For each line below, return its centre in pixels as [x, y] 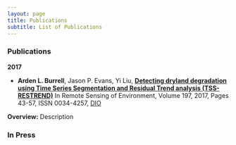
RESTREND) [35, 95]
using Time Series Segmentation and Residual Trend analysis [109, 88]
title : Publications [38, 20]
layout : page [26, 14]
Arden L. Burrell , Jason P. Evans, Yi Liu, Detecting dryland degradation [122, 80]
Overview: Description [41, 116]
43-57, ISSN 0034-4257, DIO [59, 103]
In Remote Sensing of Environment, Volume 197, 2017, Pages [142, 95]
